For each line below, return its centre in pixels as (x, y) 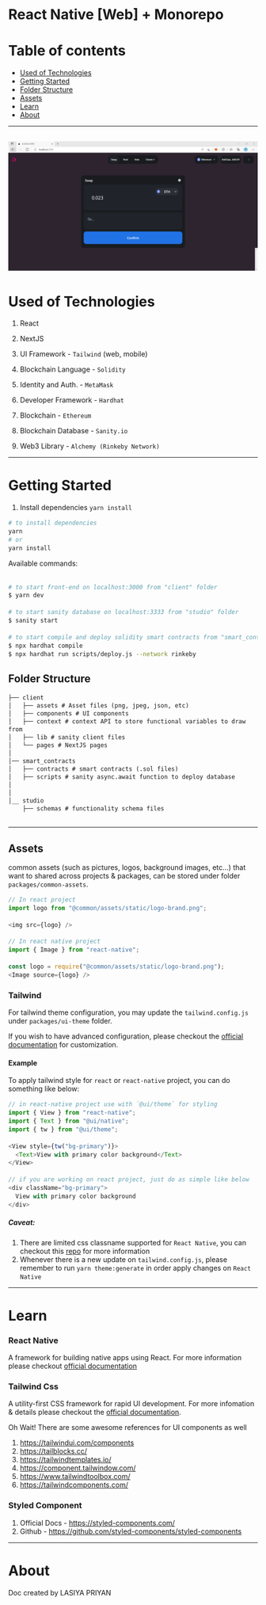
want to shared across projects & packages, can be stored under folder (124, 876)
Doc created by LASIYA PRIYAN (60, 1592)
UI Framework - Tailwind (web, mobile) (84, 354)
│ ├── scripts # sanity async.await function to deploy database (122, 777)
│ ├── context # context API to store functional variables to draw (127, 722)
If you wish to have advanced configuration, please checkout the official (126, 1036)
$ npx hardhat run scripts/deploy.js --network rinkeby (102, 654)
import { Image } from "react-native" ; (74, 950)
